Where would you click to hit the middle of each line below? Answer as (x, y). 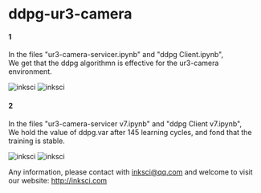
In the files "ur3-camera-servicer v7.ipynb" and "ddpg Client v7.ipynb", (125, 123)
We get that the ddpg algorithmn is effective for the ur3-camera (114, 63)
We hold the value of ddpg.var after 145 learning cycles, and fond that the (130, 132)
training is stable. (37, 141)
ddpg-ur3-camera (70, 14)
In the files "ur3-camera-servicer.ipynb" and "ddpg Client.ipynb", (116, 55)
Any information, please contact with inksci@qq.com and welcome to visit (130, 172)
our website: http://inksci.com (58, 180)
